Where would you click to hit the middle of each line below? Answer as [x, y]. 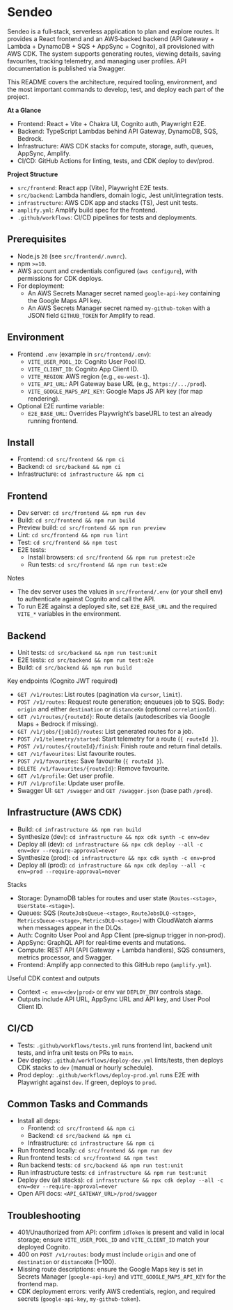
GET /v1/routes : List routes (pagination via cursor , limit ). [100, 694]
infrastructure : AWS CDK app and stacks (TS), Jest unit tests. [107, 202]
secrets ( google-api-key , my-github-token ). [79, 1299]
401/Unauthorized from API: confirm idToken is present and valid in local [121, 1232]
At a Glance [24, 110]
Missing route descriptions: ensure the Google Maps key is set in [110, 1270]
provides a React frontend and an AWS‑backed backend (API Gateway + [111, 38]
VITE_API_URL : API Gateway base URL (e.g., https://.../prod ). [117, 383]
